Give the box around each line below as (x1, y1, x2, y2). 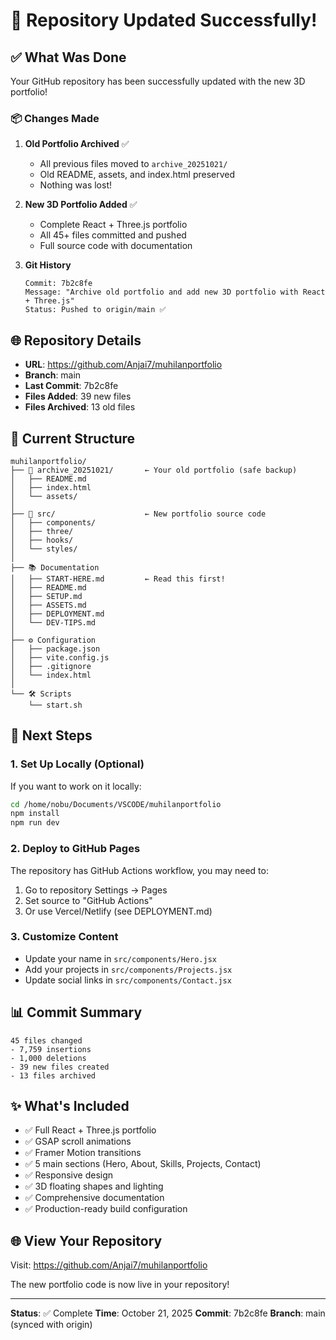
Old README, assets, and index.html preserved (39, 169, 236, 181)
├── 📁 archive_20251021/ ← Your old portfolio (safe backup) (10, 465, 298, 475)
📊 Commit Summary (10, 1004, 143, 1021)
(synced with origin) (10, 1319, 93, 1331)
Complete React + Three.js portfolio (39, 219, 188, 231)
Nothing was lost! (39, 179, 113, 191)
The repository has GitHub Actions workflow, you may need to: (10, 864, 269, 876)
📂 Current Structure (10, 430, 136, 447)
